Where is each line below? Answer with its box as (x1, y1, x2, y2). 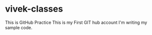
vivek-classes (5, 3, 64, 15)
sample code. (5, 24, 33, 30)
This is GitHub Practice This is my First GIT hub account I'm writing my (5, 19, 148, 25)
